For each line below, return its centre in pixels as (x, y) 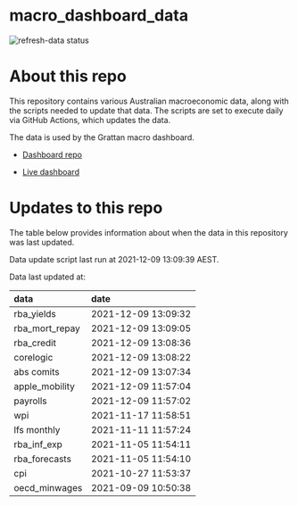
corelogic (33, 357)
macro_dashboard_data (99, 16)
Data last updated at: (48, 277)
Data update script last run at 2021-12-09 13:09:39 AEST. (114, 259)
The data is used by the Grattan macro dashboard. (102, 137)
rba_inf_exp (38, 444)
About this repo (68, 76)
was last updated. (42, 242)
